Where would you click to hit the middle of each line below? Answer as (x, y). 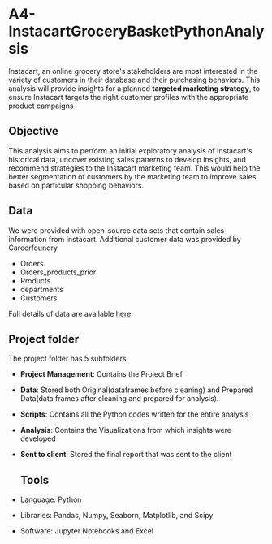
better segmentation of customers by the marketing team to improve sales (132, 176)
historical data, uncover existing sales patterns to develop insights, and (127, 159)
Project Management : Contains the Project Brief (101, 374)
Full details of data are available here (70, 313)
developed (38, 438)
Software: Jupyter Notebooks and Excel (87, 531)
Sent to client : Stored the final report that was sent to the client (126, 455)
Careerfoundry (33, 248)
